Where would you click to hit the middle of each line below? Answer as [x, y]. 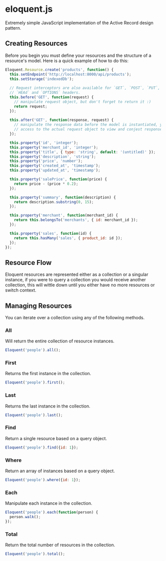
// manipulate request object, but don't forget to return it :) [83, 102]
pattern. [13, 28]
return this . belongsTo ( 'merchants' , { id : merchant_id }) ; [76, 220]
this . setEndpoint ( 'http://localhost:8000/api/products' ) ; [71, 74]
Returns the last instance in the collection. [48, 406]
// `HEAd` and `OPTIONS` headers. [45, 93]
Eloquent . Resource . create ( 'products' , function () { [59, 70]
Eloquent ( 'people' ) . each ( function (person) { [52, 512]
